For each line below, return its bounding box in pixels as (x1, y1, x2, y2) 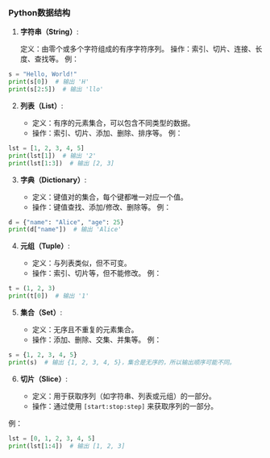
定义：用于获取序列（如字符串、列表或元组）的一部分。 (31, 391, 216, 401)
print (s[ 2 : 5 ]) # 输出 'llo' (8, 85, 104, 94)
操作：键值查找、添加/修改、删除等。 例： (31, 202, 172, 211)
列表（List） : (19, 101, 64, 110)
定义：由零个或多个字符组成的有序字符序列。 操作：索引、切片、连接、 (19, 44, 255, 54)
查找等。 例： (34, 54, 79, 64)
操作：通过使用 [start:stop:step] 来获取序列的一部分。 (31, 401, 218, 410)
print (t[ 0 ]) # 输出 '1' (8, 292, 89, 300)
